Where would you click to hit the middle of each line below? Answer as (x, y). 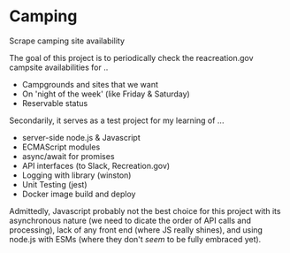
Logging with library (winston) (76, 175)
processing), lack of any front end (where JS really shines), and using (136, 230)
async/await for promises (68, 156)
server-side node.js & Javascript (81, 137)
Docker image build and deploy (79, 194)
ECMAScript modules (61, 147)
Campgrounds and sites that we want (90, 84)
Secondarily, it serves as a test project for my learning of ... (117, 120)
